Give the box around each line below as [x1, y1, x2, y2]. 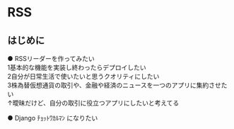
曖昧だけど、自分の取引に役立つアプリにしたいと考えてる [12, 99, 180, 107]
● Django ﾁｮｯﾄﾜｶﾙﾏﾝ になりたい [7, 114, 98, 122]
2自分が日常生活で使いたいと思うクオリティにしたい [7, 72, 160, 80]
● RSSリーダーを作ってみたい [7, 55, 95, 62]
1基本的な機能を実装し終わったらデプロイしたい [7, 63, 146, 72]
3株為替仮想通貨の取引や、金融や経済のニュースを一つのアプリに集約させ [7, 81, 221, 89]
